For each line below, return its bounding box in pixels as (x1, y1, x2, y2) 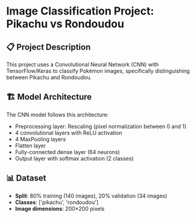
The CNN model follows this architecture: (6, 111, 109, 118)
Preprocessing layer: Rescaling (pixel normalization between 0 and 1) (14, 123, 187, 130)
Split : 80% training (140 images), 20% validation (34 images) (14, 192, 168, 199)
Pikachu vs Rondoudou (6, 17, 125, 31)
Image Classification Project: (6, 4, 154, 18)
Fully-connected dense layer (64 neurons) (14, 148, 120, 155)
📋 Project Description (6, 42, 91, 52)
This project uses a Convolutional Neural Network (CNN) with (6, 61, 159, 68)
